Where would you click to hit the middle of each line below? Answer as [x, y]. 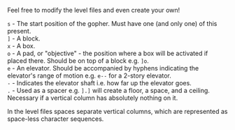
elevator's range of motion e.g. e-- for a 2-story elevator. [89, 75]
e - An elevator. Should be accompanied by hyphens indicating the [103, 68]
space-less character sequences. [56, 119]
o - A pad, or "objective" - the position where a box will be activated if [108, 53]
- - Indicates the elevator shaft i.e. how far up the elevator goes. [100, 83]
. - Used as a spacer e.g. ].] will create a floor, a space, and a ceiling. [108, 91]
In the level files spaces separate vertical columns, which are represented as [117, 111]
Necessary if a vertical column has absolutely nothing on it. [93, 98]
